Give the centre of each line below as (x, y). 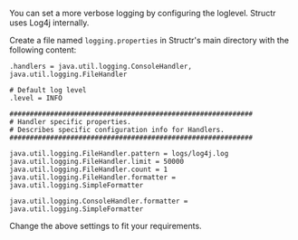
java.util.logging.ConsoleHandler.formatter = (99, 201)
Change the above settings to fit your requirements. (106, 226)
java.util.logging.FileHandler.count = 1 (89, 169)
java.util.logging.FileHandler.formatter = (93, 178)
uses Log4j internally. (49, 23)
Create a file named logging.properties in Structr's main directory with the (149, 40)
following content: (43, 50)
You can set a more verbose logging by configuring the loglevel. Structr (143, 13)
